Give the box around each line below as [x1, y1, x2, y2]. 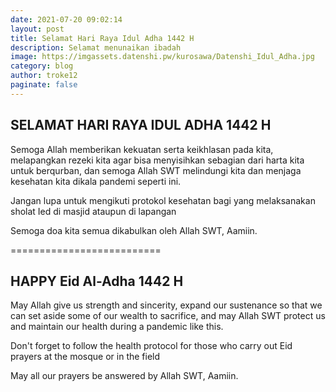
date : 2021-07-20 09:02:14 [10, 14, 123, 25]
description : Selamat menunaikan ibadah [10, 42, 182, 53]
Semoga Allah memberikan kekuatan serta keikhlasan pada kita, [10, 143, 274, 155]
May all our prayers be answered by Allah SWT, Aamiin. [10, 370, 239, 382]
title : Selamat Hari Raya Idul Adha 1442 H [10, 33, 195, 43]
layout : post [10, 24, 65, 34]
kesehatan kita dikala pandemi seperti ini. [10, 175, 182, 187]
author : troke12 [10, 71, 78, 81]
